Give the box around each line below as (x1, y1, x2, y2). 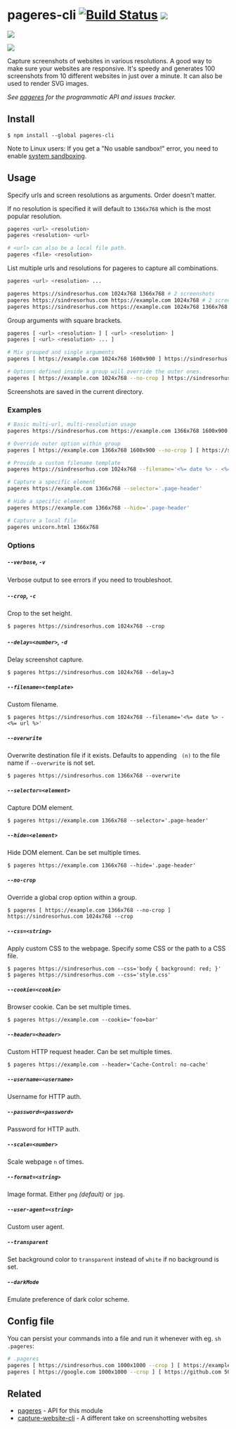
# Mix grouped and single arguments (7, 349, 114, 356)
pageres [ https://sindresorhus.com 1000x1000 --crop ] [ (7, 1361, 181, 1368)
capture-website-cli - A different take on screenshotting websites (17, 1414, 207, 1423)
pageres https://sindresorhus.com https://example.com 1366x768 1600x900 (7, 427, 228, 434)
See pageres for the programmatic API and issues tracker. (7, 92, 176, 101)
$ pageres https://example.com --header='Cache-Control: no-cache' (7, 1061, 209, 1069)
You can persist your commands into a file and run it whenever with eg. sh (7, 1334, 221, 1342)
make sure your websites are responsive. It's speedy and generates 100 (7, 64, 216, 72)
